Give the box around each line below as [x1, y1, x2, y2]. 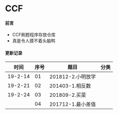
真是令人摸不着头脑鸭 [12, 38, 55, 44]
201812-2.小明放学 [49, 73, 96, 80]
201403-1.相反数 [49, 82, 91, 89]
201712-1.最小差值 [49, 101, 96, 108]
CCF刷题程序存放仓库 [12, 32, 56, 38]
